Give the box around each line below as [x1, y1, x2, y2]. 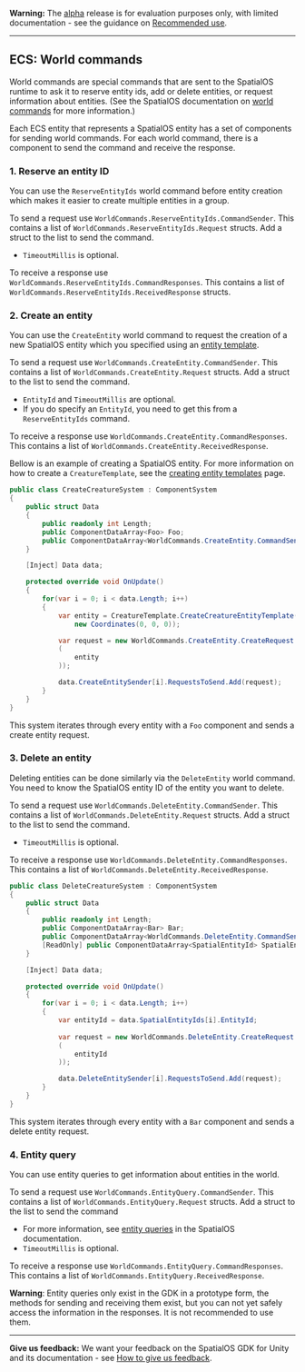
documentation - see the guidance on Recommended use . [9, 17, 228, 28]
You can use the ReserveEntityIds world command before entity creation [9, 185, 283, 196]
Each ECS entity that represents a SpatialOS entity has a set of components [9, 123, 292, 134]
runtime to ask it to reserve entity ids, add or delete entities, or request [9, 85, 273, 96]
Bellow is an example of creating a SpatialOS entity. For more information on [9, 458, 295, 469]
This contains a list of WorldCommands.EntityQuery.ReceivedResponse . [9, 1270, 265, 1281]
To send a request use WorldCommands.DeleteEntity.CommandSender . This [9, 800, 279, 810]
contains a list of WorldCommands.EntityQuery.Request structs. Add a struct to [9, 1197, 296, 1208]
